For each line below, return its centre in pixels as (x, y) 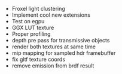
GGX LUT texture (33, 27)
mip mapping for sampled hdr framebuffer (64, 53)
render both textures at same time (54, 47)
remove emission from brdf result (53, 66)
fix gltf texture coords (39, 59)
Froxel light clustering (39, 9)
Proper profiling (31, 34)
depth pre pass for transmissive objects (61, 40)
